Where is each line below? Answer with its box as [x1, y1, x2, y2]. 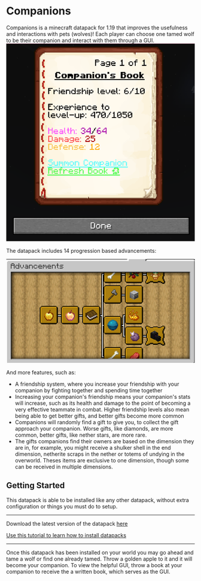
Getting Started [6, 480, 65, 491]
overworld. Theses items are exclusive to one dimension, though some [14, 456, 190, 464]
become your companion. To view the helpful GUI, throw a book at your [6, 561, 182, 568]
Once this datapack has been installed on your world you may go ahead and [6, 549, 194, 556]
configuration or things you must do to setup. [6, 503, 118, 510]
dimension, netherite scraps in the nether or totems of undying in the [14, 450, 185, 458]
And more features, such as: [6, 368, 76, 376]
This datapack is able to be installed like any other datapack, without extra [6, 496, 190, 504]
